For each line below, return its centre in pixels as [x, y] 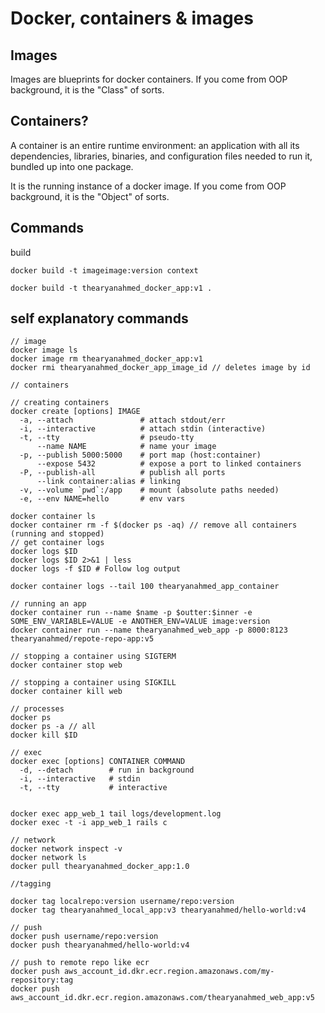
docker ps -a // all [53, 727]
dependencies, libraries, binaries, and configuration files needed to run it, [161, 156]
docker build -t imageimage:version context [104, 270]
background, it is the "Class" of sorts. [87, 90]
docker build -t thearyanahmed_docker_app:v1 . [111, 288]
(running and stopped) [57, 534]
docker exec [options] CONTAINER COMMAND [98, 762]
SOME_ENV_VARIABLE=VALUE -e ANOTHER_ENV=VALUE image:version [140, 622]
